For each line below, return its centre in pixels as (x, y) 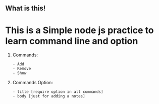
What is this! (25, 8)
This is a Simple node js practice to (79, 30)
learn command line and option (72, 41)
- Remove (22, 69)
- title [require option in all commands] (58, 92)
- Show (19, 73)
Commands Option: (33, 83)
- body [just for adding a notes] (49, 96)
